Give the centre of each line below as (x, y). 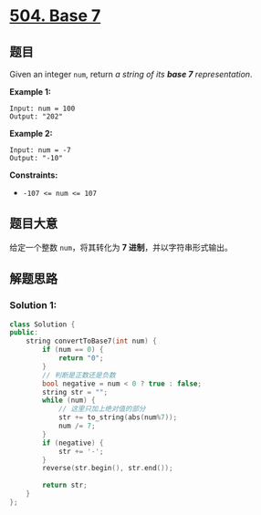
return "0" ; (81, 358)
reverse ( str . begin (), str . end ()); (108, 469)
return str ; (65, 485)
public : (24, 333)
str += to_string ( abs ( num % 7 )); (118, 417)
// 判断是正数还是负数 (79, 375)
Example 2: (31, 134)
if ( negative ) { (73, 443)
